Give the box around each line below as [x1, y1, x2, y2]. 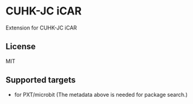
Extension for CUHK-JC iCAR [5, 24, 77, 31]
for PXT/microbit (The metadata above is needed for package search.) [14, 91, 188, 98]
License [5, 41, 36, 52]
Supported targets [5, 75, 76, 85]
